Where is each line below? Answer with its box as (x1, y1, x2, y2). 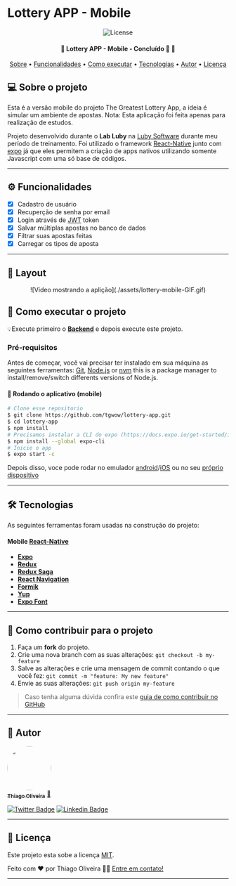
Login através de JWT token (17, 216, 100, 224)
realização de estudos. (7, 118, 74, 126)
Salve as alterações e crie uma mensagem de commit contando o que (17, 664, 220, 672)
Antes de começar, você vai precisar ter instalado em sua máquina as (7, 358, 209, 367)
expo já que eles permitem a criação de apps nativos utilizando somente (7, 146, 217, 155)
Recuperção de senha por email (17, 207, 110, 216)
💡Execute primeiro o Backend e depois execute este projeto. (7, 325, 183, 333)
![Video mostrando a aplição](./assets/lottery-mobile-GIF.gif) (30, 285, 206, 294)
